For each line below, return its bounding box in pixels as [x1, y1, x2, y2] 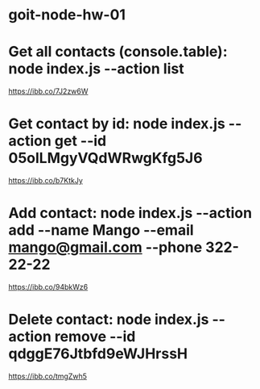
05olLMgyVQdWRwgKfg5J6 [8, 149, 203, 167]
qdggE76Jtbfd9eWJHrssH [8, 345, 188, 363]
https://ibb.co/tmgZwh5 [8, 371, 87, 381]
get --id [54, 132, 107, 150]
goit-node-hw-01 [8, 6, 126, 24]
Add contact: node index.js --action [8, 204, 252, 223]
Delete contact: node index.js [8, 311, 209, 328]
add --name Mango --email [8, 221, 195, 240]
